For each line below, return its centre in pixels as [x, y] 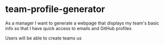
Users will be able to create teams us [43, 38]
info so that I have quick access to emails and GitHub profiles [68, 28]
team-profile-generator [55, 9]
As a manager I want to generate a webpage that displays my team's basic [82, 23]
